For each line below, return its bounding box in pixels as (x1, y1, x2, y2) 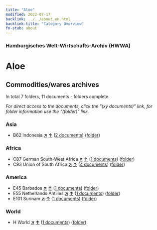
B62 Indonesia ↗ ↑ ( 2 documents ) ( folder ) (12, 132, 100, 138)
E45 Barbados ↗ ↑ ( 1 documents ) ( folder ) (12, 185, 99, 191)
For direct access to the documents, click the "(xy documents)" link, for (5, 103, 153, 110)
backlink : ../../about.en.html (5, 16, 71, 21)
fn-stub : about (5, 26, 37, 31)
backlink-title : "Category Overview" (5, 21, 84, 26)
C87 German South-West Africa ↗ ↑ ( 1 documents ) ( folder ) (12, 156, 135, 162)
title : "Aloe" (5, 7, 35, 12)
